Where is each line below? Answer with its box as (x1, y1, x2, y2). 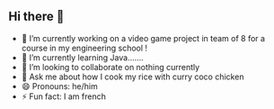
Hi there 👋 (8, 9, 65, 24)
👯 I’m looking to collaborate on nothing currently (21, 61, 200, 72)
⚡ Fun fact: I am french (21, 91, 107, 102)
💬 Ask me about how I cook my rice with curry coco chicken (21, 71, 244, 82)
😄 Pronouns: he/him (21, 80, 98, 91)
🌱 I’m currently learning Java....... (21, 51, 145, 63)
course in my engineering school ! (21, 42, 148, 53)
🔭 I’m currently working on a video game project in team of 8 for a (21, 32, 266, 43)
